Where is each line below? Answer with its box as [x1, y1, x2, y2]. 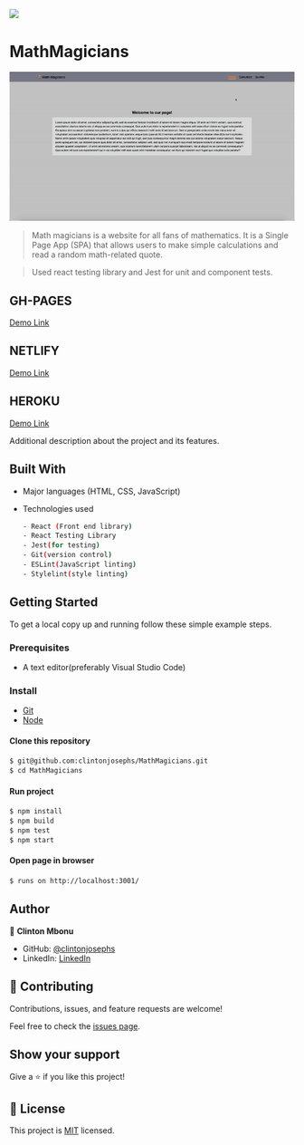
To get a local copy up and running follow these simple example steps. [9, 619, 272, 630]
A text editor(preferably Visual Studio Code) [22, 661, 186, 672]
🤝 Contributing [9, 979, 94, 995]
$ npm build [9, 816, 54, 826]
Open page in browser [9, 855, 95, 866]
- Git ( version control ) [22, 551, 113, 560]
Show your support [9, 1046, 120, 1062]
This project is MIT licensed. [9, 1125, 115, 1136]
